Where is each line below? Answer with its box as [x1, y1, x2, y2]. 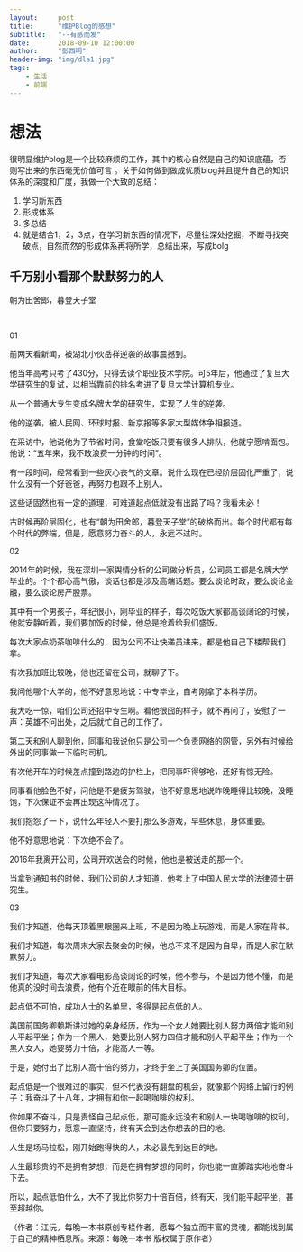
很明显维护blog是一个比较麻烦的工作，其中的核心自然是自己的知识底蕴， [9, 153, 279, 164]
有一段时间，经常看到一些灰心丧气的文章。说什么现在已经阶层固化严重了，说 [9, 467, 294, 478]
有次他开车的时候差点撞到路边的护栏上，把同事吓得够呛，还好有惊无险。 [9, 766, 278, 777]
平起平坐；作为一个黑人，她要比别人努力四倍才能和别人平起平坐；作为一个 [16, 1031, 294, 1042]
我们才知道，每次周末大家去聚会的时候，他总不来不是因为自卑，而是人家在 [9, 940, 286, 951]
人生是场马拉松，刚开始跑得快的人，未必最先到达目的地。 [9, 1142, 223, 1153]
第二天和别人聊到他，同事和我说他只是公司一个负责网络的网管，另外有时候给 [9, 736, 294, 746]
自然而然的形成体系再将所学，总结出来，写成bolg [46, 240, 229, 251]
